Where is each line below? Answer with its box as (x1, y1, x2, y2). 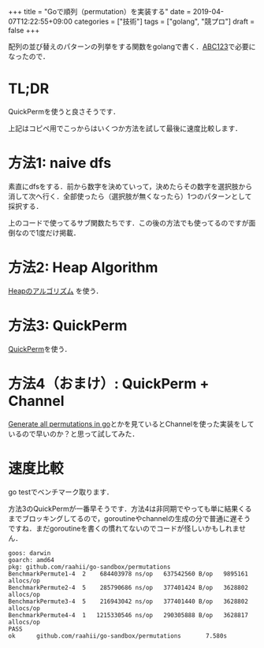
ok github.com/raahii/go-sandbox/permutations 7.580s (8, 631, 227, 640)
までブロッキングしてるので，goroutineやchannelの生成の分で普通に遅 (8, 513, 237, 523)
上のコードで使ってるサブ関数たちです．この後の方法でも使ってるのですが (8, 218, 250, 227)
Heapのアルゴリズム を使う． (8, 286, 103, 296)
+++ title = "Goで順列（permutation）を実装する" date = (8, 7, 191, 16)
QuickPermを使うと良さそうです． (8, 106, 121, 116)
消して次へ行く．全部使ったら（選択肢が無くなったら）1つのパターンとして (8, 192, 252, 201)
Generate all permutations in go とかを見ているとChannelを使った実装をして (8, 419, 255, 428)
